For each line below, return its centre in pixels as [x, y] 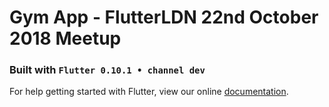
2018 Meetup [65, 38]
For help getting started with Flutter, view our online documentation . [149, 92]
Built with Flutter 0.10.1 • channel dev [107, 70]
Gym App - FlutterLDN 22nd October [164, 17]
